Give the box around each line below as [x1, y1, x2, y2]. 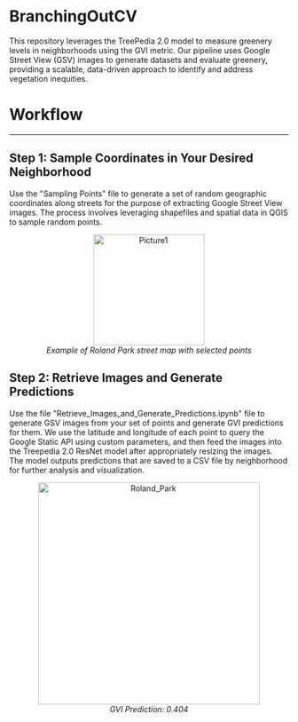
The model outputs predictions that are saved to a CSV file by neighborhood [9, 455, 288, 465]
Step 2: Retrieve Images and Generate [9, 370, 223, 385]
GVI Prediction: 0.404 [109, 703, 189, 714]
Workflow [9, 105, 83, 125]
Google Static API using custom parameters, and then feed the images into [9, 436, 282, 447]
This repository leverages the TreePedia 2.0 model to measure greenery [9, 36, 273, 46]
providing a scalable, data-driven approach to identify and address [9, 64, 254, 75]
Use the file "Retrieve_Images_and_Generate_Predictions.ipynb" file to [9, 408, 265, 418]
